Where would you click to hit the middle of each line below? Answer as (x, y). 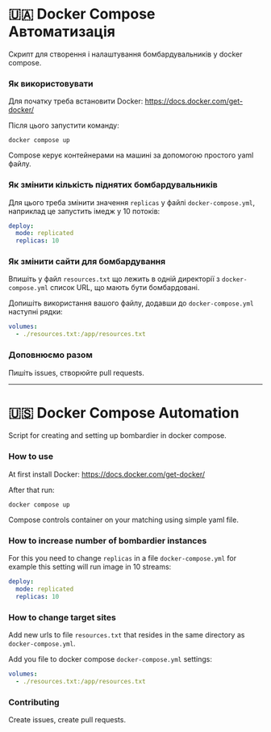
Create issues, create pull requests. (67, 719)
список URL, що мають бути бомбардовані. (125, 288)
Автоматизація (62, 32)
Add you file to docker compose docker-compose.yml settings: (110, 658)
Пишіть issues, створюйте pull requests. (77, 372)
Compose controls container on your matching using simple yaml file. (124, 520)
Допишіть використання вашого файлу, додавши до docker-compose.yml (131, 303)
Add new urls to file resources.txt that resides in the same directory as (127, 634)
